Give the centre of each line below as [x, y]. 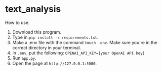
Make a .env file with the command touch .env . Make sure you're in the [85, 42]
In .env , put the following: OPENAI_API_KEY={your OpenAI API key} [79, 53]
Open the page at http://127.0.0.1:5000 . [55, 63]
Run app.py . [24, 58]
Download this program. [37, 32]
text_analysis [33, 9]
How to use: [17, 23]
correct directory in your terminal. [47, 47]
